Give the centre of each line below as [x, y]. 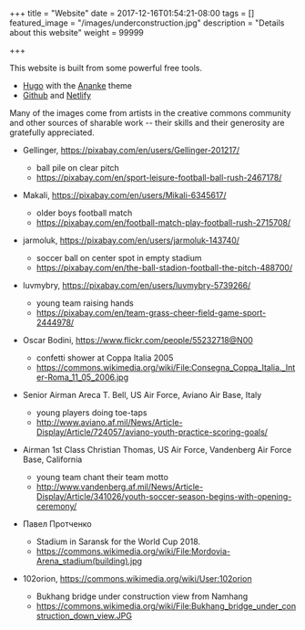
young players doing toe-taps [91, 413]
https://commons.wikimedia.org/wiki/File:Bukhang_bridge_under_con [166, 606]
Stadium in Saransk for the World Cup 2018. [118, 541]
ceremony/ [56, 506]
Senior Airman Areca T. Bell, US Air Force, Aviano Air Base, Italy [142, 395]
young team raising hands [85, 303]
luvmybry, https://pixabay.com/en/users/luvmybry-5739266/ [137, 285]
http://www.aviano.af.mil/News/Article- [110, 422]
